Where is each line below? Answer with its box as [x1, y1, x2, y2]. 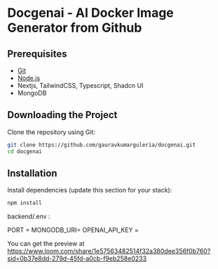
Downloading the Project [7, 109, 118, 121]
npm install [7, 199, 42, 206]
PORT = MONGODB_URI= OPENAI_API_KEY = [7, 226, 139, 235]
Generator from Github [7, 20, 142, 36]
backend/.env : [7, 212, 50, 221]
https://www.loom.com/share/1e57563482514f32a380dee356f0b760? [7, 247, 211, 256]
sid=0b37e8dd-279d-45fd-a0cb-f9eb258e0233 [7, 254, 147, 263]
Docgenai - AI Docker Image [7, 5, 174, 21]
